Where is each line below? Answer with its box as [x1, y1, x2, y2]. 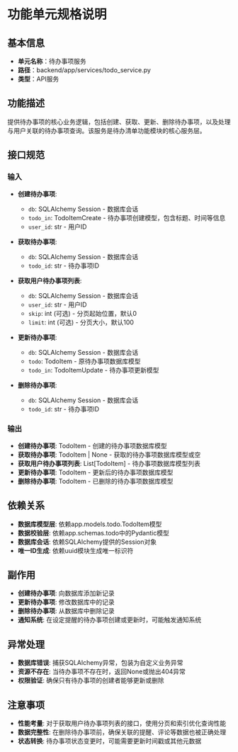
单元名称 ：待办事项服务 [17, 57, 86, 65]
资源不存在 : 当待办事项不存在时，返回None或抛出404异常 [17, 667, 186, 676]
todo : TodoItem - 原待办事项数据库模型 [28, 357, 141, 365]
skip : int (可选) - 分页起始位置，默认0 [28, 309, 137, 317]
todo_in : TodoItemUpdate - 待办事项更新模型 [28, 365, 159, 374]
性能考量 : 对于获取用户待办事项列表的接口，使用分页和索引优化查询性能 [17, 719, 227, 728]
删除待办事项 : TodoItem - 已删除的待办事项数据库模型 [17, 477, 174, 485]
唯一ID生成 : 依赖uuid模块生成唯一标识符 [17, 546, 134, 554]
